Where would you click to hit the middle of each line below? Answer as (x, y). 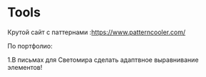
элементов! (25, 67)
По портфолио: (30, 46)
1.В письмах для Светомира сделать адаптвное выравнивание (103, 60)
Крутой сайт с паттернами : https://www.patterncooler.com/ (97, 32)
